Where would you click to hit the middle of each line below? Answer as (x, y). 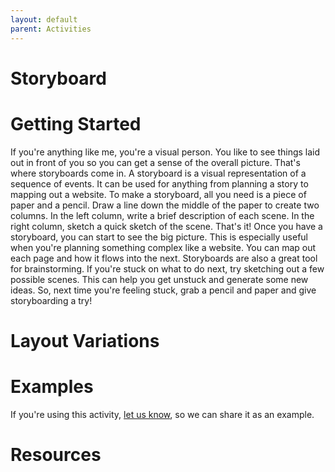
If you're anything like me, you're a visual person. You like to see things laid (165, 152)
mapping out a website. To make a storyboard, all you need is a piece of (158, 194)
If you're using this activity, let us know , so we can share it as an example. (162, 414)
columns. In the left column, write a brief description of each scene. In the (162, 215)
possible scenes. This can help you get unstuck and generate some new (159, 279)
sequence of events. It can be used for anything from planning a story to (159, 183)
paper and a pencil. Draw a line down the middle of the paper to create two (165, 205)
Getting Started (76, 123)
